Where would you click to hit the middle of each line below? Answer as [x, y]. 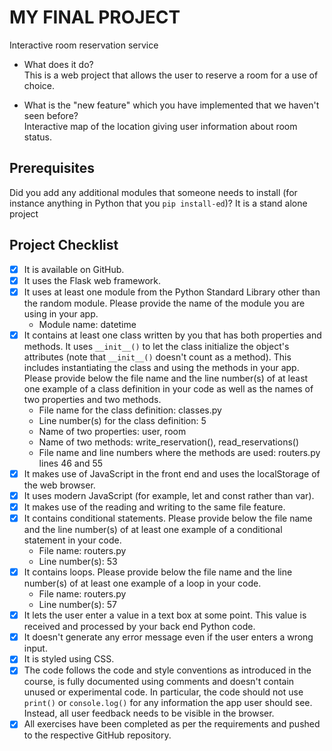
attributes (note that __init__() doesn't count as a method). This [157, 357]
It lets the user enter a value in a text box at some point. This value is [165, 615]
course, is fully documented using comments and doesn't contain [159, 682]
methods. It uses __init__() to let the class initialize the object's [156, 346]
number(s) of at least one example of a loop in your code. [142, 583]
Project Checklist [64, 245]
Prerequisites [52, 168]
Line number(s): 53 [78, 562]
